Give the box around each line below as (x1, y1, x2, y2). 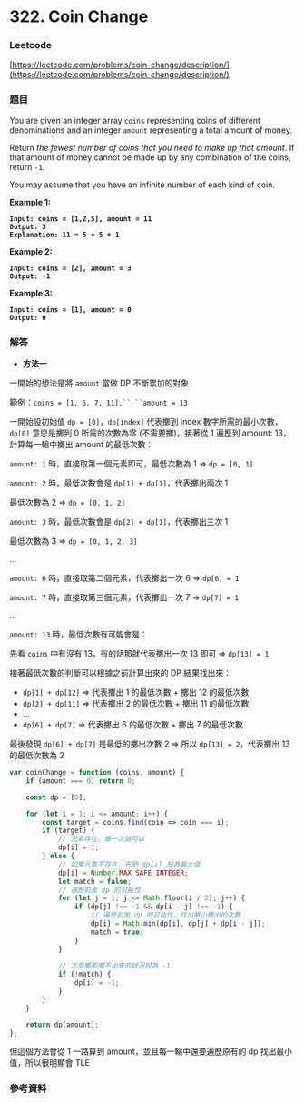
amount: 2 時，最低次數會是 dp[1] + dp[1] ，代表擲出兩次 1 (9, 477, 229, 488)
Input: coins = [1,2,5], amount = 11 (9, 214, 152, 224)
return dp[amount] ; (25, 1020, 100, 1029)
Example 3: (9, 287, 53, 298)
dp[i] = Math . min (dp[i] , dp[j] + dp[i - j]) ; (90, 919, 266, 928)
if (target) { (42, 826, 95, 836)
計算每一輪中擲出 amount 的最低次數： (9, 439, 154, 450)
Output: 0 (9, 313, 47, 322)
